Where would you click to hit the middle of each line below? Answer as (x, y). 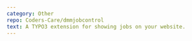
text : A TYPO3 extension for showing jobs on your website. (96, 26)
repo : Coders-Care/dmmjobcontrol (55, 20)
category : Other (30, 14)
